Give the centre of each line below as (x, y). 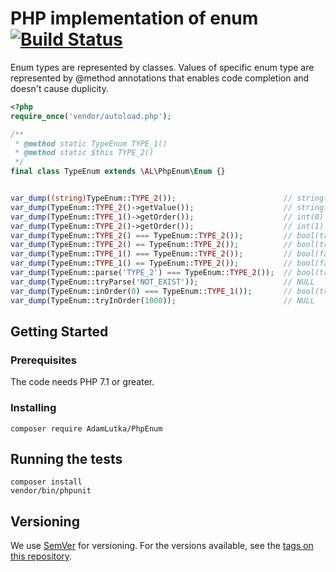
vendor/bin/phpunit (51, 491)
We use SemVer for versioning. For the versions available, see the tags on (162, 546)
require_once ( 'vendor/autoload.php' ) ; (91, 116)
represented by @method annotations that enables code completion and (160, 78)
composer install (46, 482)
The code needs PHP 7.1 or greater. (82, 382)
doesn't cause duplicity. (60, 88)
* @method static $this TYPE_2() (84, 153)
